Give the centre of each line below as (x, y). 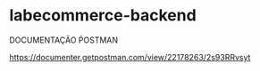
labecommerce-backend (103, 16)
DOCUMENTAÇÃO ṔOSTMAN (64, 40)
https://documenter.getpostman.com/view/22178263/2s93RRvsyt (130, 57)
